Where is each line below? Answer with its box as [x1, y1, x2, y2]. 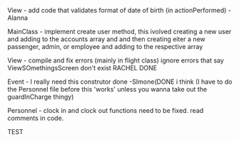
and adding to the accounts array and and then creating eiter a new [7, 35, 205, 43]
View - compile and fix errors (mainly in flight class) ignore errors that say [7, 56, 225, 65]
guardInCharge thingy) [7, 92, 74, 101]
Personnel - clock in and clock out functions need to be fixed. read [7, 106, 204, 114]
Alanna [7, 13, 29, 22]
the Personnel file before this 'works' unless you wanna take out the [7, 85, 208, 93]
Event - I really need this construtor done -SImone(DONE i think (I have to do [7, 77, 233, 86]
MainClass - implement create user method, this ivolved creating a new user [7, 28, 232, 35]
